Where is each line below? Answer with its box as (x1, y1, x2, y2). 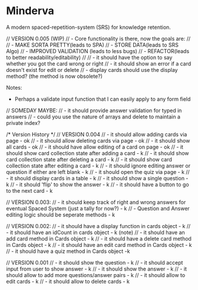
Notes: (6, 84, 22, 91)
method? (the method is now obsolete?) (6, 72, 103, 80)
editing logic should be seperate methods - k (6, 211, 115, 218)
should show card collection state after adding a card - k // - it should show (6, 149, 190, 157)
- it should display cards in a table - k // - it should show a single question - (6, 174, 189, 182)
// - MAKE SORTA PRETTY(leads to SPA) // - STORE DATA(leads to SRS (6, 41, 179, 48)
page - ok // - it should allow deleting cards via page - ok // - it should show (6, 137, 190, 144)
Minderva (6, 4, 55, 18)
